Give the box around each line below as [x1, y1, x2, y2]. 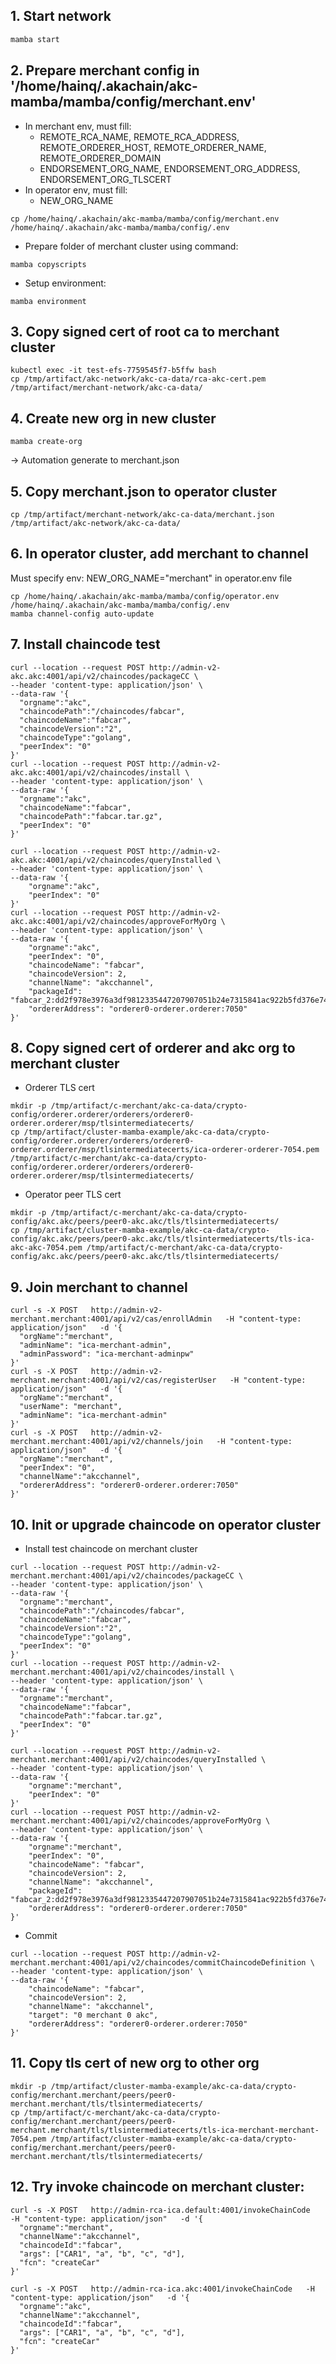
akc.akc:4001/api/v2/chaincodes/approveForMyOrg [10, 916, 217, 926]
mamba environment [10, 296, 87, 306]
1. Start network [10, 8, 112, 25]
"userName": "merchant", [19, 1402, 123, 1412]
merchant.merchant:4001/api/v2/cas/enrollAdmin [10, 1314, 213, 1324]
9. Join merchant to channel [10, 1279, 188, 1296]
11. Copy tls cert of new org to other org [10, 2055, 260, 2072]
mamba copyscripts [10, 259, 87, 269]
